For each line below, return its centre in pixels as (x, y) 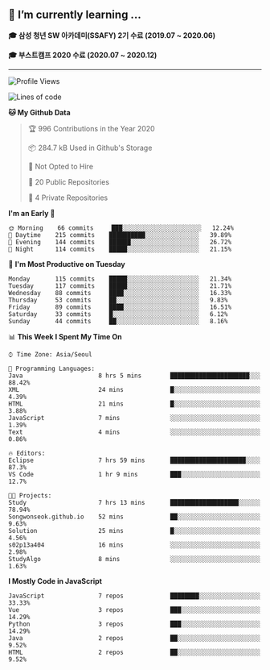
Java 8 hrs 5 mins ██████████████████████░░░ (135, 376)
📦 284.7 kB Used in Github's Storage (90, 148)
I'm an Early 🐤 (32, 213)
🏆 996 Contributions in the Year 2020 (91, 128)
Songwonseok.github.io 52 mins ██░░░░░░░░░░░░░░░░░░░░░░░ (135, 517)
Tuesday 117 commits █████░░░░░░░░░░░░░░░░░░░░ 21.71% (120, 286)
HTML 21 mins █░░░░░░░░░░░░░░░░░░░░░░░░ (135, 404)
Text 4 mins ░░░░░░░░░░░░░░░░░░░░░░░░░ (135, 432)
